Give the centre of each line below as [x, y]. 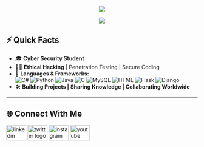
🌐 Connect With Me [44, 114]
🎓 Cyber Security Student [49, 58]
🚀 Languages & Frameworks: [52, 73]
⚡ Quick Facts [33, 40]
